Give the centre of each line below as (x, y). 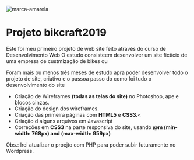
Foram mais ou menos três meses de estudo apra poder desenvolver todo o (97, 72)
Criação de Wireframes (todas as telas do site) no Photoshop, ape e (96, 96)
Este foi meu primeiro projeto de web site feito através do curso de (86, 48)
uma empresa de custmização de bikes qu (57, 61)
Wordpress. (20, 151)
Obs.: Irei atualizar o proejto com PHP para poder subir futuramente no (91, 145)
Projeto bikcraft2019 (56, 33)
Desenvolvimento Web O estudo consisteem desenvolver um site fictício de (97, 55)
